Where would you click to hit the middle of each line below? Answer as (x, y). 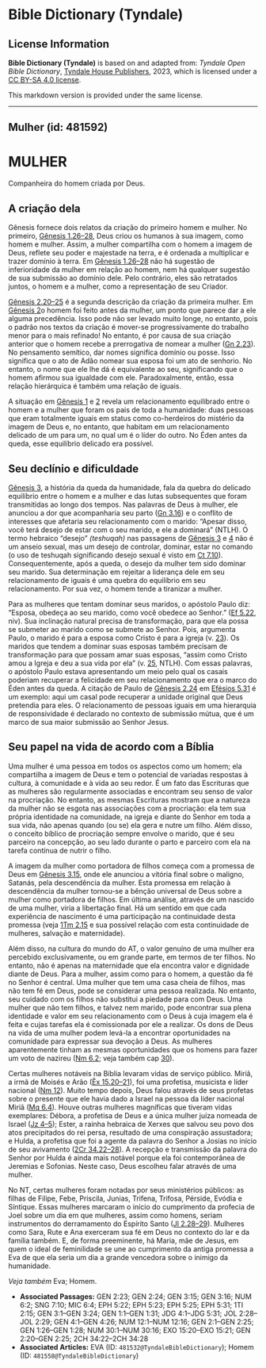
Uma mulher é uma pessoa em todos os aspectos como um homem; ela (125, 766)
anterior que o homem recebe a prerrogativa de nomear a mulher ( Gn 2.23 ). (132, 344)
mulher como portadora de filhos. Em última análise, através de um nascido (131, 899)
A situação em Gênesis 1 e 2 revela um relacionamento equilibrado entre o (129, 401)
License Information (59, 44)
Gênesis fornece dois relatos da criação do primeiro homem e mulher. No (128, 228)
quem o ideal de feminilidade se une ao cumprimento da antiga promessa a (131, 1249)
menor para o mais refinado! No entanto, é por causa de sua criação (120, 335)
